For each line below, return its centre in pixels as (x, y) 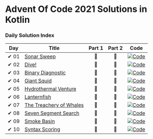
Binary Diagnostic (45, 73)
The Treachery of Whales (54, 105)
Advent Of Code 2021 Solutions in (76, 9)
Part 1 (96, 48)
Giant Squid (38, 81)
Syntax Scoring (42, 130)
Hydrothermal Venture (50, 89)
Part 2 (115, 48)
